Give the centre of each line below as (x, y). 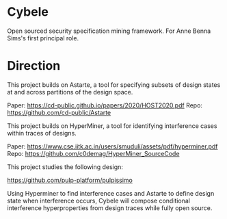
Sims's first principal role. (43, 38)
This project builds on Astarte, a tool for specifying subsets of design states (114, 85)
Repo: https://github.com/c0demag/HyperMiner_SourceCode (93, 153)
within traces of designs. (42, 133)
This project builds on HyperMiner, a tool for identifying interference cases (112, 126)
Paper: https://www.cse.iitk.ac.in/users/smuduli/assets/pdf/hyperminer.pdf (112, 146)
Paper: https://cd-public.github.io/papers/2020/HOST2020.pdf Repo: (105, 105)
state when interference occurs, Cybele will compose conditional (98, 201)
